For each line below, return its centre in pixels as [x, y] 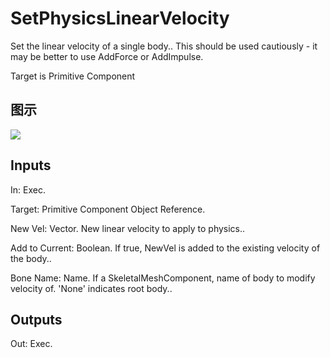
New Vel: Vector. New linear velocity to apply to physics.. [128, 228]
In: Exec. [28, 189]
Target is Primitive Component [73, 76]
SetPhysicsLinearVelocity [120, 18]
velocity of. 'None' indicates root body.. [91, 288]
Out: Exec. [31, 344]
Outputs [36, 319]
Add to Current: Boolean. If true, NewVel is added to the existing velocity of [165, 248]
